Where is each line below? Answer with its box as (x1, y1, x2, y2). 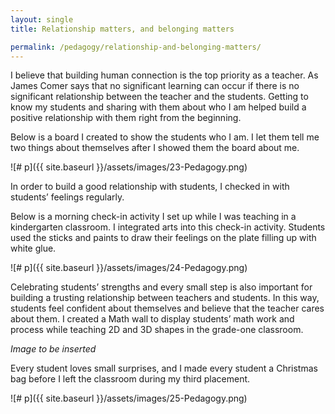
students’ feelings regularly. (10, 191, 125, 203)
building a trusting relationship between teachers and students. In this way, (10, 292, 320, 304)
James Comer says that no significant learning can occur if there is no (10, 80, 300, 92)
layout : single (10, 14, 74, 25)
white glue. (10, 242, 57, 255)
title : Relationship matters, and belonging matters (10, 24, 235, 34)
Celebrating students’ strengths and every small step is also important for (10, 281, 313, 293)
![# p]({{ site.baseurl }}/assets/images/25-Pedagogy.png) (10, 392, 248, 405)
